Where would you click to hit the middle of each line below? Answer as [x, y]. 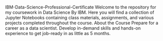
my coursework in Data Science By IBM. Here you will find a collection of [80, 12]
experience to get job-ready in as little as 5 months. [58, 33]
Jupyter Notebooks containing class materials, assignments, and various [80, 18]
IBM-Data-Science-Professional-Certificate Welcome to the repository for [81, 7]
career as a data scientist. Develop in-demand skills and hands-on [73, 28]
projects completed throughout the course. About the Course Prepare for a [82, 23]
